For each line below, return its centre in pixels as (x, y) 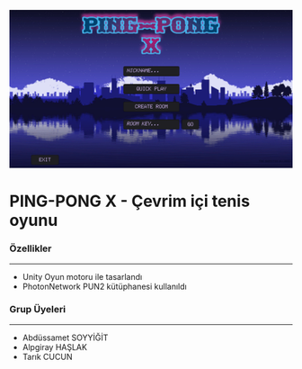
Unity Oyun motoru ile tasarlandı (82, 276)
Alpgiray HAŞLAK (55, 346)
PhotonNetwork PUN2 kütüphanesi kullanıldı (104, 286)
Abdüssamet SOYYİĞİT (65, 337)
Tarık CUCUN (47, 356)
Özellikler (31, 248)
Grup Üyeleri (37, 310)
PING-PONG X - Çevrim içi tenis (129, 201)
